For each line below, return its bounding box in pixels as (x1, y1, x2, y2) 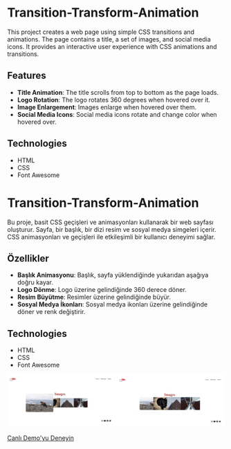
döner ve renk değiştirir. (17, 308, 86, 316)
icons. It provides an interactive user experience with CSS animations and (7, 42, 217, 51)
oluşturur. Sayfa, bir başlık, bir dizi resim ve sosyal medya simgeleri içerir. (7, 225, 216, 233)
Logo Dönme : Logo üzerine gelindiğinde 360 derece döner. (17, 286, 187, 294)
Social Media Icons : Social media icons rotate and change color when (17, 110, 217, 118)
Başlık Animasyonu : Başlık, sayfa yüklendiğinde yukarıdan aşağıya (17, 271, 209, 280)
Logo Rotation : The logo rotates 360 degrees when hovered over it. (17, 95, 211, 104)
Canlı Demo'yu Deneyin (7, 434, 75, 442)
